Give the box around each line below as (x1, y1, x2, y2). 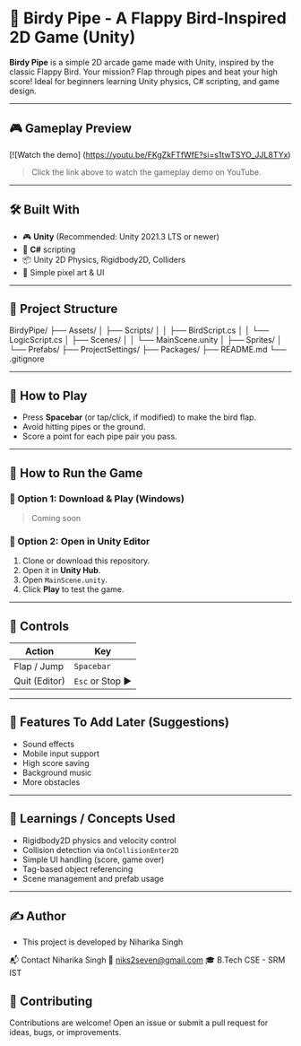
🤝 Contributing (9, 993, 93, 1008)
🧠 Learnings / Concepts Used (9, 811, 176, 826)
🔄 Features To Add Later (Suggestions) (9, 715, 230, 730)
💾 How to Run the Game (9, 466, 143, 481)
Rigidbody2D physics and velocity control (21, 834, 176, 846)
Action (25, 645, 55, 658)
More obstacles (21, 776, 81, 788)
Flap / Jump (13, 659, 64, 672)
